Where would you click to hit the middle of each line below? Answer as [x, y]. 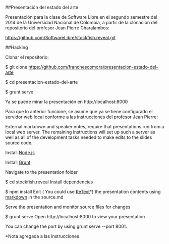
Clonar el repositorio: [27, 57]
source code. [19, 143]
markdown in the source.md [35, 197]
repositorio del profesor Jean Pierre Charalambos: [57, 28]
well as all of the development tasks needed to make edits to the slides [79, 137]
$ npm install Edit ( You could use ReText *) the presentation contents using [83, 192]
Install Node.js [20, 153]
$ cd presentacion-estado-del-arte [42, 82]
